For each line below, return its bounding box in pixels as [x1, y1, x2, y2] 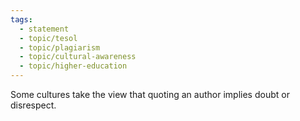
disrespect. [10, 99, 57, 111]
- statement [19, 24, 70, 34]
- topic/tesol [19, 33, 78, 43]
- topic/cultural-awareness [19, 52, 137, 62]
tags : [10, 14, 33, 25]
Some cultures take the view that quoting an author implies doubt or [10, 89, 290, 100]
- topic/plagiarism [19, 42, 101, 53]
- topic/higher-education [19, 61, 128, 71]
